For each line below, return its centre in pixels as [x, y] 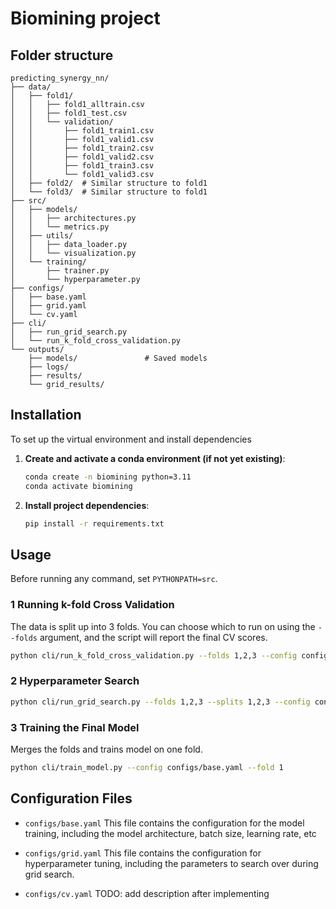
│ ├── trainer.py [60, 271]
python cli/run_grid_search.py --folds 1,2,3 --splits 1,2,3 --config [160, 702]
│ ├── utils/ [42, 236]
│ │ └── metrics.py [60, 227]
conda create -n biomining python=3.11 [108, 477]
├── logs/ [49, 367]
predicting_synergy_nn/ [60, 78]
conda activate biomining [78, 486]
